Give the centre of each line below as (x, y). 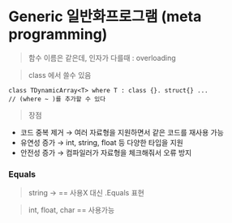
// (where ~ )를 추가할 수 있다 (57, 99)
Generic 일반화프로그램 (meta (105, 17)
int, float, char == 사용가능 (71, 210)
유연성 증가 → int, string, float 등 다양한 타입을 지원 (102, 142)
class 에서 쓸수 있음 (60, 75)
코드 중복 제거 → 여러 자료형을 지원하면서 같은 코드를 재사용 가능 (122, 132)
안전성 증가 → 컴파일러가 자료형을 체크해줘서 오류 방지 (106, 152)
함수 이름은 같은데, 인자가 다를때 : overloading (102, 58)
